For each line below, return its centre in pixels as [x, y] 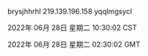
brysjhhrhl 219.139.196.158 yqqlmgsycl [70, 11]
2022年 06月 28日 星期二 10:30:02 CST [72, 28]
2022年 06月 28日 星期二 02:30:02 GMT [74, 44]
